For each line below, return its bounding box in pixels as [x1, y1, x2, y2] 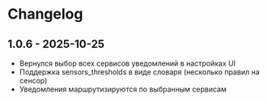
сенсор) [19, 76, 48, 85]
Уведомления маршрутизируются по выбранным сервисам [19, 84, 228, 94]
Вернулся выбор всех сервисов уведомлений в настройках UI [19, 58, 236, 68]
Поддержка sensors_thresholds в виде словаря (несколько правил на [19, 67, 260, 77]
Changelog [7, 5, 83, 23]
